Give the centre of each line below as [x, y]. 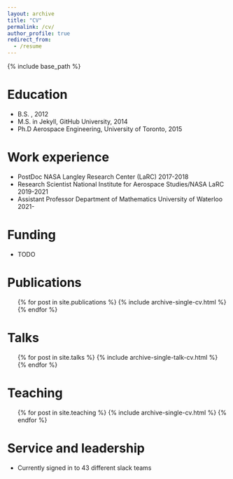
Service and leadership [76, 448]
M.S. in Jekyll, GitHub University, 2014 [72, 121]
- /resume [28, 46]
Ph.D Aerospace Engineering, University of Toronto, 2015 [100, 129]
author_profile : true [39, 33]
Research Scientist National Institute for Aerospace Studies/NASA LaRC [121, 184]
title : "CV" [24, 20]
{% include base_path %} [44, 66]
